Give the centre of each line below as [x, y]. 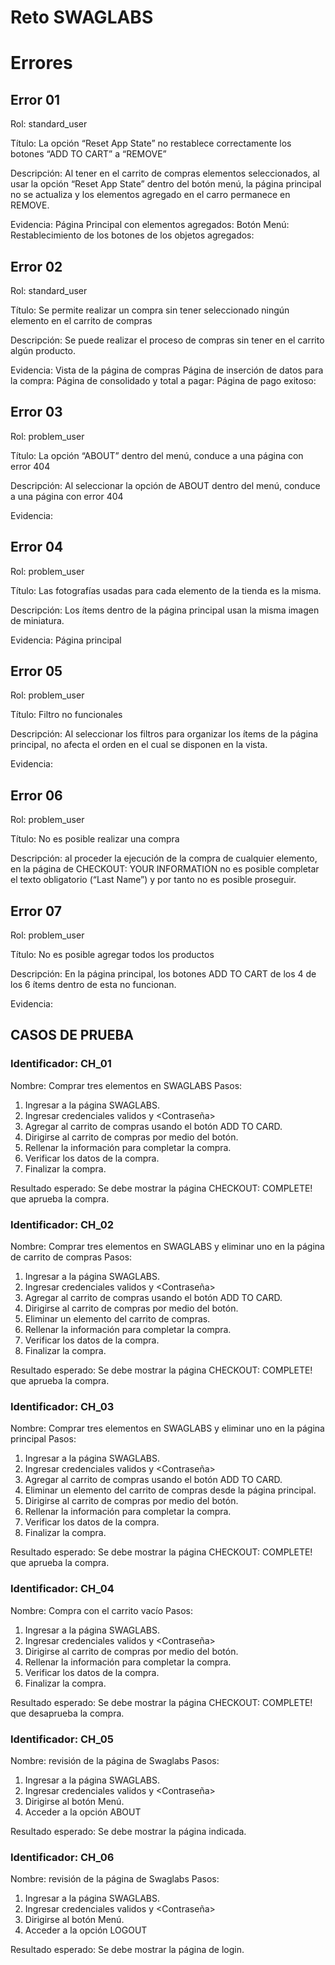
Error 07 [36, 911]
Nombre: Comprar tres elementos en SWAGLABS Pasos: [126, 1085]
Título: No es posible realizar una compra [95, 839]
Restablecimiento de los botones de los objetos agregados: [132, 235]
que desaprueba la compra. [67, 1713]
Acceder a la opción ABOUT [83, 1812]
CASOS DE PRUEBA [72, 1035]
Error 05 [36, 671]
